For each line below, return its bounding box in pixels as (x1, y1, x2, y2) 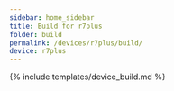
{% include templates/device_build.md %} (9, 71, 166, 82)
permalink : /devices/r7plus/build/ (9, 38, 143, 48)
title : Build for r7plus (9, 22, 103, 31)
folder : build (9, 30, 63, 39)
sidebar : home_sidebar (9, 13, 95, 23)
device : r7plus (9, 47, 67, 56)
